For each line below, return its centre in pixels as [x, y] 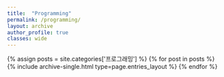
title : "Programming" [39, 13]
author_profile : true [38, 32]
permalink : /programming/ [44, 20]
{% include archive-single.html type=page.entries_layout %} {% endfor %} [112, 67]
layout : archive [30, 26]
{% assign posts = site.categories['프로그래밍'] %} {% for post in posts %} [111, 59]
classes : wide [27, 39]
